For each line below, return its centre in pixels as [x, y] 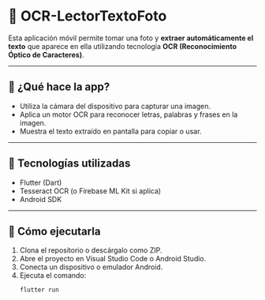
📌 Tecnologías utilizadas [69, 164]
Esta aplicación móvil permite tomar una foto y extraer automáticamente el [131, 38]
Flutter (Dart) [41, 182]
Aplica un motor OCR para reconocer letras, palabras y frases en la [129, 114]
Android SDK [41, 199]
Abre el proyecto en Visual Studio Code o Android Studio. [113, 259]
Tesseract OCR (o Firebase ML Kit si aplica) [90, 191]
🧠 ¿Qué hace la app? [59, 87]
